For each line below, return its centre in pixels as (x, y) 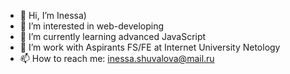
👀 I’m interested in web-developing (92, 26)
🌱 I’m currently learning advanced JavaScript (113, 36)
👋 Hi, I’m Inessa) (53, 15)
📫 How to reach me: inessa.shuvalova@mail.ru (117, 58)
